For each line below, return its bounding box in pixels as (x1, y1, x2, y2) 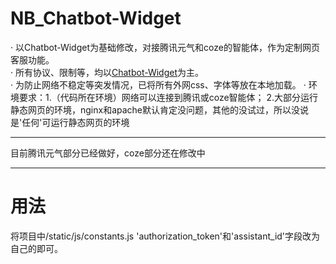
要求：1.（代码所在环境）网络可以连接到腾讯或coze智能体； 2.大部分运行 (18, 91, 319, 103)
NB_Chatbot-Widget (10, 7, 182, 30)
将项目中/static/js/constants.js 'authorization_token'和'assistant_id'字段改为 (10, 230, 321, 242)
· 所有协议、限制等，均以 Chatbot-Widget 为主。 (10, 66, 205, 78)
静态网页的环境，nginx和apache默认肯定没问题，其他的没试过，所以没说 (10, 103, 310, 116)
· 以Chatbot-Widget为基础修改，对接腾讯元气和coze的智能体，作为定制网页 (10, 41, 320, 53)
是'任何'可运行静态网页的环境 (10, 116, 130, 128)
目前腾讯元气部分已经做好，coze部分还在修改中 (10, 147, 206, 159)
